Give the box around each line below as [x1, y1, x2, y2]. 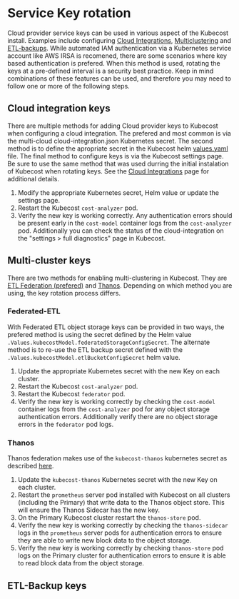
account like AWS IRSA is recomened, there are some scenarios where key [7, 51, 227, 60]
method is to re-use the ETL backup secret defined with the [7, 345, 183, 354]
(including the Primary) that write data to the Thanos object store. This [17, 498, 225, 507]
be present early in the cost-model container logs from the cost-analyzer [17, 218, 232, 227]
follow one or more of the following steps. [7, 81, 130, 90]
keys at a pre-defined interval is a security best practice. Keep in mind [7, 66, 214, 75]
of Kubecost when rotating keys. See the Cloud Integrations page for [7, 166, 210, 176]
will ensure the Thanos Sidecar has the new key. [17, 505, 161, 515]
